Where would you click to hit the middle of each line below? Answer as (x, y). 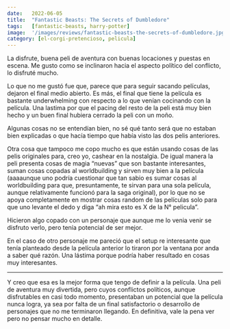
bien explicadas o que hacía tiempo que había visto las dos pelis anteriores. (114, 136)
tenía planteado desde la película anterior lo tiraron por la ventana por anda (113, 248)
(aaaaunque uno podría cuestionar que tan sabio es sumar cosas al (102, 178)
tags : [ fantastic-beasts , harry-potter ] (68, 26)
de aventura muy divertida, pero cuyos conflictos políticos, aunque (101, 290)
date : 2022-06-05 (35, 13)
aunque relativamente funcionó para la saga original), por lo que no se (106, 193)
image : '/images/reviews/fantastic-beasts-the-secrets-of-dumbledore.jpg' (117, 32)
